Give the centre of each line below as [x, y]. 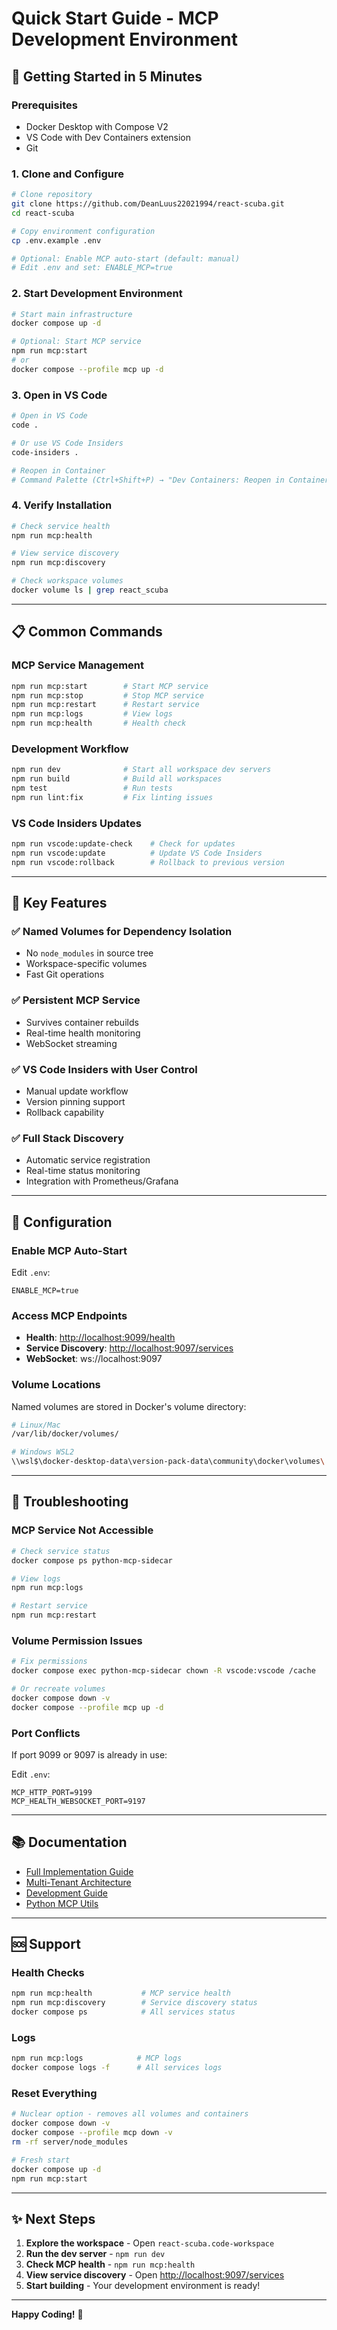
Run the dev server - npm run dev [95, 2254]
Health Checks [48, 1973]
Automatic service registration [88, 1160]
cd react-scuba [43, 213]
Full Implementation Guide [79, 1871]
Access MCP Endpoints [69, 1315]
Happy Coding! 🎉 [47, 2314]
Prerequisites [44, 105]
